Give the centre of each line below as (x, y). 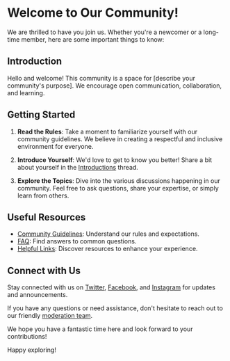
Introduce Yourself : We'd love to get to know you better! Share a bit (115, 160)
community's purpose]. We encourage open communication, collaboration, (115, 86)
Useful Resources (47, 217)
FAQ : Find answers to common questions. (77, 241)
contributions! (27, 337)
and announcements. (38, 295)
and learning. (26, 93)
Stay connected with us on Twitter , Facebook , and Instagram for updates (111, 287)
